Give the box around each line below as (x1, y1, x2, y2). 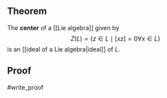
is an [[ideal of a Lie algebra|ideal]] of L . (7, 45, 120, 53)
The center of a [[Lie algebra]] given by (7, 23, 120, 32)
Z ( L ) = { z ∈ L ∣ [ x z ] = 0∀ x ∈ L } (70, 34, 161, 42)
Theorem (7, 5, 47, 17)
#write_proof (7, 83, 44, 91)
